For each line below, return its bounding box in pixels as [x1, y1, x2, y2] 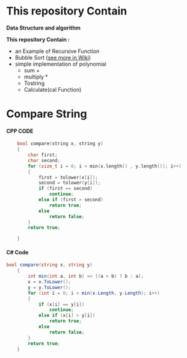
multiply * [23, 73, 48, 80]
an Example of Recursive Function [14, 47, 100, 55]
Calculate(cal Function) [23, 86, 82, 93]
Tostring [23, 80, 45, 87]
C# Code [6, 248, 29, 256]
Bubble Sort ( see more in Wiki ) [14, 54, 91, 61]
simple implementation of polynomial [14, 60, 106, 68]
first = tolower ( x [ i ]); [38, 174, 98, 180]
